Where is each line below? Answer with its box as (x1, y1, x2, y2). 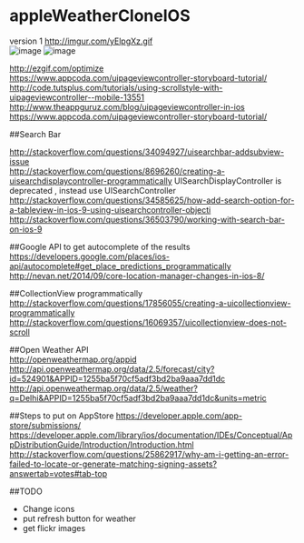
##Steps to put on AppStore (9, 410, 114, 421)
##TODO (9, 486, 43, 497)
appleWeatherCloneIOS (9, 5, 191, 26)
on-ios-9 (9, 224, 43, 235)
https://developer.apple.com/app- (115, 410, 243, 421)
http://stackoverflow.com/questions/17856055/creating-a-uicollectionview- (9, 297, 291, 308)
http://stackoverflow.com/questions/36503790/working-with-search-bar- (9, 214, 286, 225)
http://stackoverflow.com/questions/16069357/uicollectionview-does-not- (9, 317, 288, 327)
